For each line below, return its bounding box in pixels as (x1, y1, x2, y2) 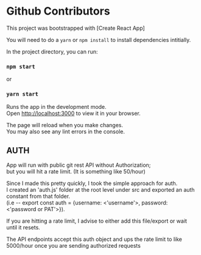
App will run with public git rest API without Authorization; (6, 161, 151, 169)
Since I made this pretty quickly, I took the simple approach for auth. (6, 180, 178, 187)
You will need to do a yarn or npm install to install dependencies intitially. (6, 36, 191, 43)
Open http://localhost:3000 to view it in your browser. (6, 110, 141, 117)
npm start (6, 63, 35, 70)
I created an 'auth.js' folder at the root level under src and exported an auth (6, 186, 195, 194)
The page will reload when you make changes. (6, 121, 124, 128)
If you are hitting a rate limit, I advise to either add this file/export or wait (6, 217, 188, 225)
